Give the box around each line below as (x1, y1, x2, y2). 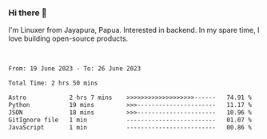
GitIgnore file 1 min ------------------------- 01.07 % (8, 116, 252, 124)
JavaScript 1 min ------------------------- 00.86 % (8, 123, 252, 131)
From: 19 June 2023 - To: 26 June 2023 (8, 65, 141, 73)
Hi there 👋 (8, 7, 48, 18)
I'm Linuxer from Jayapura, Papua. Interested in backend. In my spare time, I (8, 26, 260, 35)
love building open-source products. (8, 34, 129, 43)
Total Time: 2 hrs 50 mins (8, 79, 98, 87)
